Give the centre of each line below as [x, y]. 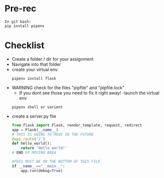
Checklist [25, 45]
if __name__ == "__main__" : [38, 166]
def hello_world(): [32, 144]
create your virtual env [34, 69]
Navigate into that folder [36, 64]
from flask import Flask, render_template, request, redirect [77, 125]
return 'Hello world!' [44, 148]
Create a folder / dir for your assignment [53, 59]
